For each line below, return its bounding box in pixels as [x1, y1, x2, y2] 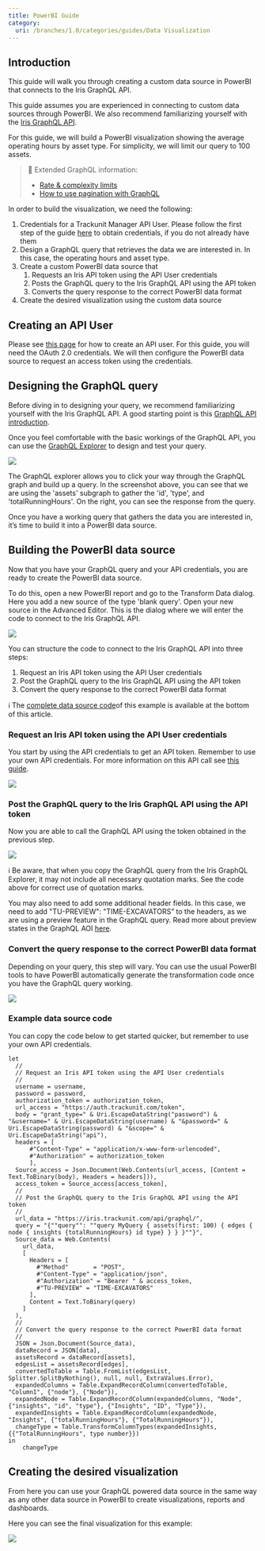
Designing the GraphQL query [8, 379, 158, 393]
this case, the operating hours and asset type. [19, 253, 170, 263]
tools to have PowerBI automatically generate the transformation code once [8, 969, 255, 980]
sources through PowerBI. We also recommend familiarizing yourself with [8, 109, 248, 119]
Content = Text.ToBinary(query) [28, 1298, 136, 1306]
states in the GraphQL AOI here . [8, 923, 112, 933]
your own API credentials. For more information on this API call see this [8, 755, 240, 765]
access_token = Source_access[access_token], [15, 1180, 168, 1188]
